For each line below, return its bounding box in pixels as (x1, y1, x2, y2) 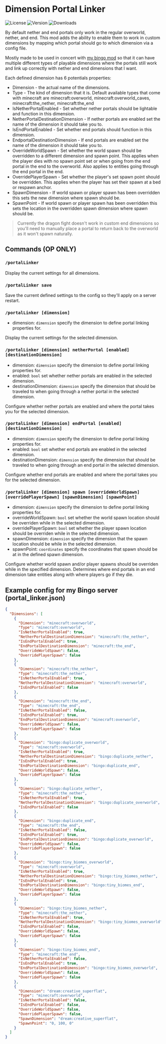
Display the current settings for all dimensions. (5, 270, 100, 276)
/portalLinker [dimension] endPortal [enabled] (5, 421, 122, 427)
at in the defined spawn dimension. (12, 552, 84, 558)
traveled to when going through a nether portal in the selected (12, 388, 139, 394)
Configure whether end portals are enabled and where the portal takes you (5, 472, 158, 477)
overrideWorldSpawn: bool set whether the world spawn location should (12, 515, 160, 521)
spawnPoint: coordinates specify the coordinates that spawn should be (12, 546, 158, 552)
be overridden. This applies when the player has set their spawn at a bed (12, 179, 161, 185)
